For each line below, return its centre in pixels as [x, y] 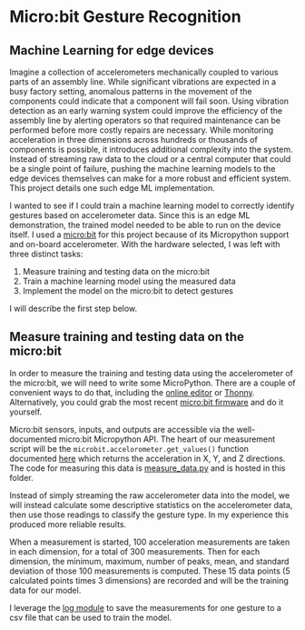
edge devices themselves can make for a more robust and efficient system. [150, 178]
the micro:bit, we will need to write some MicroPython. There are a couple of [152, 383]
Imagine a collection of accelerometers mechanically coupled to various [144, 72]
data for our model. [45, 590]
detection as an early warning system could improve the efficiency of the [146, 110]
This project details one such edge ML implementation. [112, 188]
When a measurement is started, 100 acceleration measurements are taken [150, 542]
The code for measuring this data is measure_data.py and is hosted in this [148, 468]
